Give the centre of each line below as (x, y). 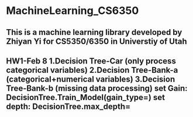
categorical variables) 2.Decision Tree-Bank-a (92, 70)
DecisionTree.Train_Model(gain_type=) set (86, 97)
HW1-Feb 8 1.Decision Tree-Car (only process (91, 61)
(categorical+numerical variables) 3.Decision (91, 79)
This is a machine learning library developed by (94, 32)
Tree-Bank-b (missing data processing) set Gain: (97, 88)
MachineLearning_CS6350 (73, 11)
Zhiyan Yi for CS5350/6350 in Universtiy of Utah (96, 41)
